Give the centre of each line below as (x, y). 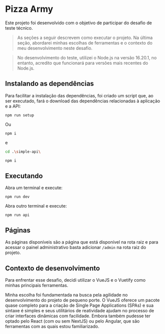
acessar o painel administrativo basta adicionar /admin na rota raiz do (76, 248)
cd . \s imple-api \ (23, 152)
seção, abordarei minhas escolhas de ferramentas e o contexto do (85, 42)
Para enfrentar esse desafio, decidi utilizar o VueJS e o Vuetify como (75, 280)
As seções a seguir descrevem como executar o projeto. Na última (85, 38)
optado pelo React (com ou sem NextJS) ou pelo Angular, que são (72, 321)
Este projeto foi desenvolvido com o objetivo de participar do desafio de (79, 23)
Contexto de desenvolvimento (53, 268)
